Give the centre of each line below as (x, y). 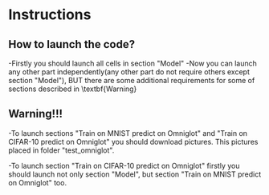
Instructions (50, 15)
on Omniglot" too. (37, 182)
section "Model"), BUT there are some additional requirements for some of (132, 80)
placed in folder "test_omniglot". (61, 150)
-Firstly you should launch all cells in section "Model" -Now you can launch (132, 63)
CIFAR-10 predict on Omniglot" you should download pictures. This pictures (133, 141)
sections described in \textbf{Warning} (73, 89)
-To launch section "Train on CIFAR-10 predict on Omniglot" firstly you (124, 165)
